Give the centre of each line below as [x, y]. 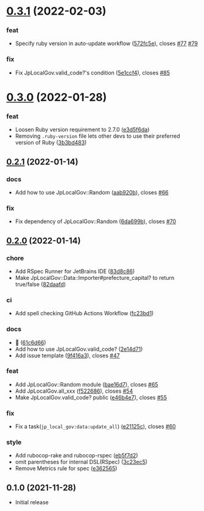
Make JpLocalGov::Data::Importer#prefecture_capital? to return [95, 277]
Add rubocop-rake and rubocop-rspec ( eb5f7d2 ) [76, 456]
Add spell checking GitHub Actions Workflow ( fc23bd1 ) [84, 313]
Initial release [32, 502]
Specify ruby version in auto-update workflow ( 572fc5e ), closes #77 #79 [106, 43]
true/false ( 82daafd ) [40, 284]
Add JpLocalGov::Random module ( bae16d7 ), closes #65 [86, 384]
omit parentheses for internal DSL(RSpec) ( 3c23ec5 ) [81, 462]
